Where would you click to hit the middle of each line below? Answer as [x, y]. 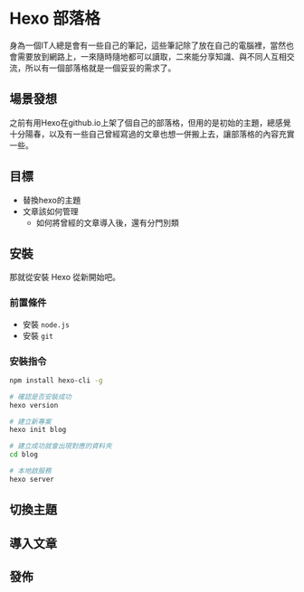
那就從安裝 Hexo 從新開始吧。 [65, 277]
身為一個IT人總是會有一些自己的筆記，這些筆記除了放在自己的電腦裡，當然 [148, 45]
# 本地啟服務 [30, 471]
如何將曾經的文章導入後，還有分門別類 [107, 222]
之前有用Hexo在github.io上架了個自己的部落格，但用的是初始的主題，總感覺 [150, 122]
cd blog [24, 455]
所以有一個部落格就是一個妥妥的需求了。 [100, 68]
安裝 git [38, 335]
